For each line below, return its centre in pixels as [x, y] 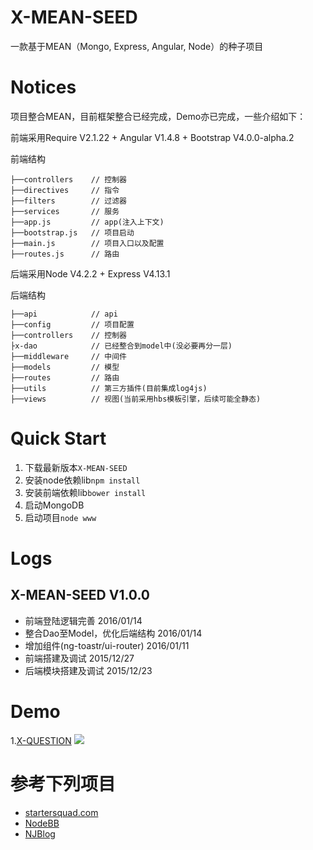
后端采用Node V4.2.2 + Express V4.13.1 [90, 273]
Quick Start [58, 438]
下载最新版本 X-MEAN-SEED [76, 467]
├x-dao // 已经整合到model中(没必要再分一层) [121, 346]
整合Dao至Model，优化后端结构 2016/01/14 [113, 633]
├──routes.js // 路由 [65, 254]
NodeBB [42, 823]
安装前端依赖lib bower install [85, 492]
